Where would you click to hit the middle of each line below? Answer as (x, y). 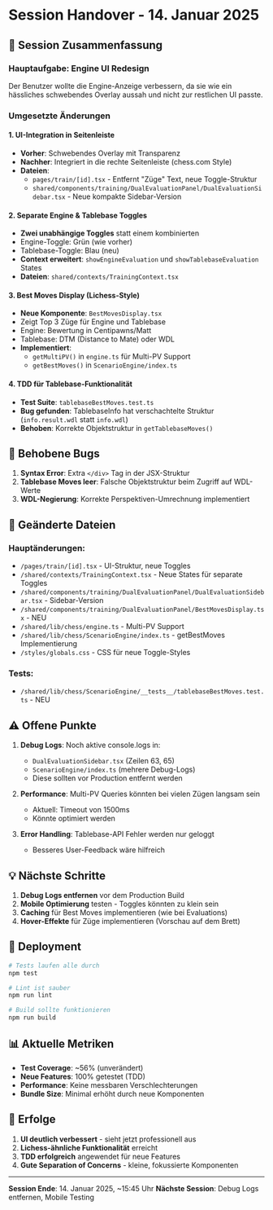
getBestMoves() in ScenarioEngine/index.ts (105, 365)
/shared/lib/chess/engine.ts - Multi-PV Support (102, 627)
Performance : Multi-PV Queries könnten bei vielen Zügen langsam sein (140, 794)
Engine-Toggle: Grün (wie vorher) (76, 242)
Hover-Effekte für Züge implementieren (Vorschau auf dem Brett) (130, 922)
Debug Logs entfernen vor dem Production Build (102, 895)
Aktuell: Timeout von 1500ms (81, 810)
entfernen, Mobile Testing (52, 1197)
